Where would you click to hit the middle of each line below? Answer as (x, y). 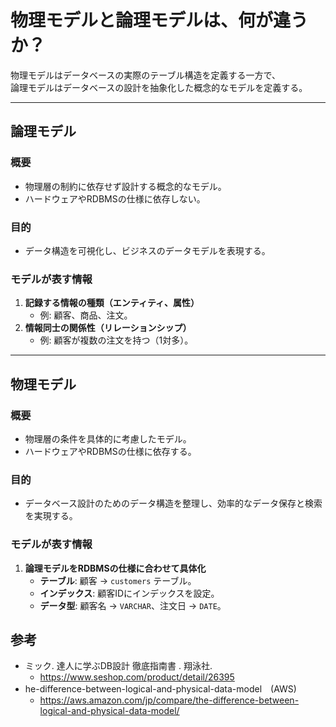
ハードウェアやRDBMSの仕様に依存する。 (110, 451)
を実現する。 (51, 516)
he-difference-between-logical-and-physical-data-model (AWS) (160, 689)
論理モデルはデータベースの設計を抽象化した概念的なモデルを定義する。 (159, 87)
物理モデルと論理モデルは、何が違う (159, 20)
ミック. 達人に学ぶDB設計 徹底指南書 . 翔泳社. (118, 666)
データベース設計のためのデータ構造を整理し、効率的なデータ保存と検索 (173, 503)
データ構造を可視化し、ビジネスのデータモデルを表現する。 (147, 250)
